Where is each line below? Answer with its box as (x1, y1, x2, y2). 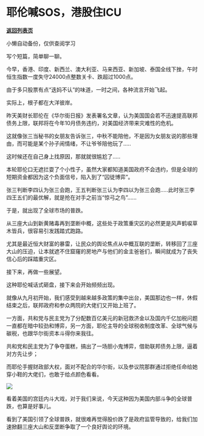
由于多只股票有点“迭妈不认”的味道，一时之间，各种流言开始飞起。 (6, 86, 171, 93)
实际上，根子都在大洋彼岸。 (6, 98, 76, 106)
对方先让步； (6, 350, 38, 357)
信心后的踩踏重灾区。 (6, 255, 59, 262)
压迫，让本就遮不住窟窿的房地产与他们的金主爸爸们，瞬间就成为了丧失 (22, 247, 198, 255)
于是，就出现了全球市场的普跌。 (6, 206, 86, 214)
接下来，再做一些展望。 (6, 268, 65, 275)
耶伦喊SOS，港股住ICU (6, 5, 122, 19)
